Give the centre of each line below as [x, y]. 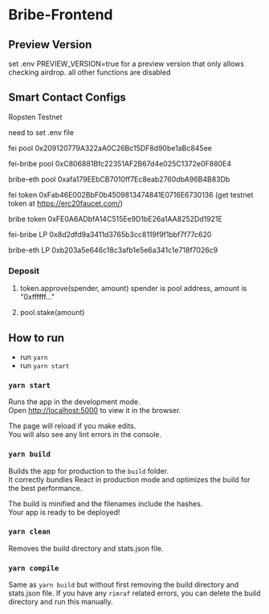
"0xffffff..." [37, 297]
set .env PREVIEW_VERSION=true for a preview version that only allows [126, 63]
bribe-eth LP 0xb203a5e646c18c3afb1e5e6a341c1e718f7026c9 [113, 250]
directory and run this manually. [61, 602]
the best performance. [45, 488]
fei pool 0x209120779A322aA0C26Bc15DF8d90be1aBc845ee [110, 148]
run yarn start [45, 365]
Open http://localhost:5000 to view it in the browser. [95, 411]
